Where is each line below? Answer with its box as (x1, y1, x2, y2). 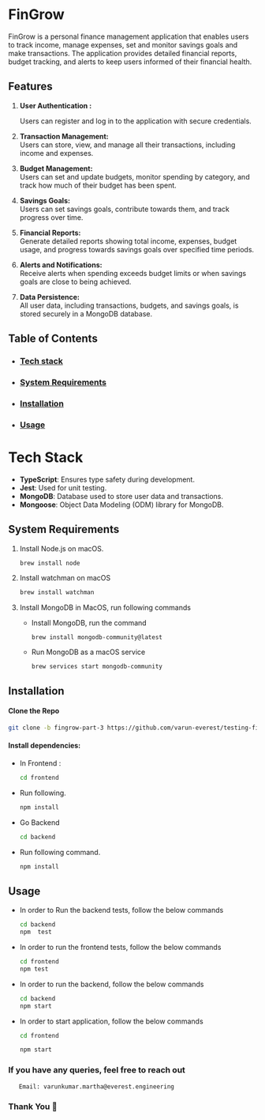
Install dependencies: (8, 741, 81, 751)
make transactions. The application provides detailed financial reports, (8, 48, 237, 58)
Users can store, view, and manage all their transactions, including (19, 140, 236, 149)
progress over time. (19, 212, 84, 222)
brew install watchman (19, 588, 95, 596)
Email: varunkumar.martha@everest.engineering (18, 1082, 175, 1091)
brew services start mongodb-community (31, 663, 163, 671)
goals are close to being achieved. (19, 277, 132, 286)
